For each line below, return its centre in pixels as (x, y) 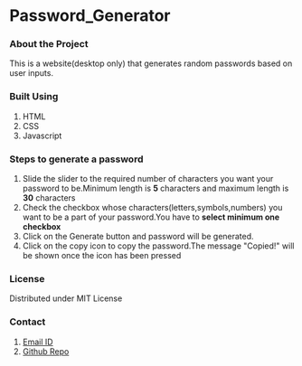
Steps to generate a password (76, 159)
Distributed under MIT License (66, 298)
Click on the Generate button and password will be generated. (138, 237)
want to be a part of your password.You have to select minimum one (151, 217)
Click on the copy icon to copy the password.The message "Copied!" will (158, 246)
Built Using (34, 97)
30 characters (49, 198)
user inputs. (32, 73)
